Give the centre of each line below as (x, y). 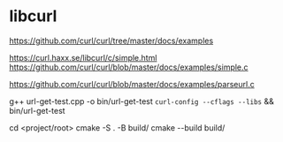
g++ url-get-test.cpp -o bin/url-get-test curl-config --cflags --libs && (141, 101)
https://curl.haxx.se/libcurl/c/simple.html (83, 57)
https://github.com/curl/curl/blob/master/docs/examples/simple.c (129, 67)
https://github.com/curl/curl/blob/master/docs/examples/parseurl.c (132, 84)
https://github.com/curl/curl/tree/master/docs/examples (111, 41)
